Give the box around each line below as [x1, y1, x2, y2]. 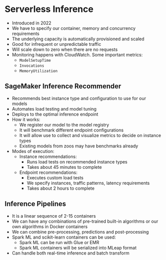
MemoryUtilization [19, 68, 58, 73]
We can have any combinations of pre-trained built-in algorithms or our [11, 218, 159, 224]
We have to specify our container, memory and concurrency [11, 25, 136, 31]
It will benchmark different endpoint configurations [19, 127, 124, 133]
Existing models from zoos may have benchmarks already [19, 143, 138, 149]
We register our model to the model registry [19, 122, 109, 128]
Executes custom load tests [26, 174, 84, 180]
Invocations [19, 63, 44, 68]
